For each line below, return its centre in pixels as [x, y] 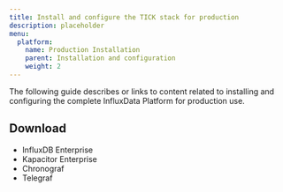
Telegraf [37, 178]
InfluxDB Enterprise [57, 150]
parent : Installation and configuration [100, 58]
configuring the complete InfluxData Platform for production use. [127, 100]
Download [38, 129]
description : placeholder [57, 26]
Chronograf [43, 168]
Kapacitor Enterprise [59, 159]
